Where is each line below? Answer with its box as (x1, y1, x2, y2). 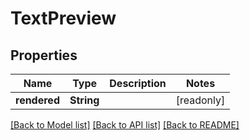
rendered (15, 93, 60, 107)
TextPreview (10, 7, 117, 30)
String (69, 93, 100, 107)
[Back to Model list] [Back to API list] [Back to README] (10, 119, 240, 131)
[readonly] (175, 93, 226, 107)
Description (109, 77, 167, 90)
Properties (10, 47, 78, 64)
